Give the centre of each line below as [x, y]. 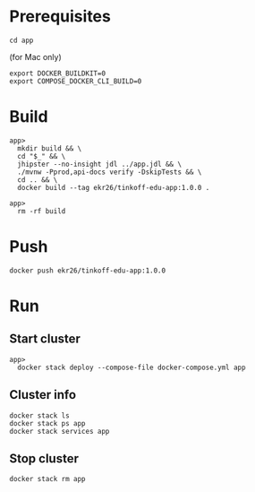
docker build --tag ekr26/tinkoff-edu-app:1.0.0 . [114, 187]
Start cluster [45, 339]
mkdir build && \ [50, 148]
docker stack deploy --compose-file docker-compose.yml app [132, 367]
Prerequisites [60, 17]
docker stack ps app [48, 423]
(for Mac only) [36, 56]
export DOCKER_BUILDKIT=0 [57, 73]
